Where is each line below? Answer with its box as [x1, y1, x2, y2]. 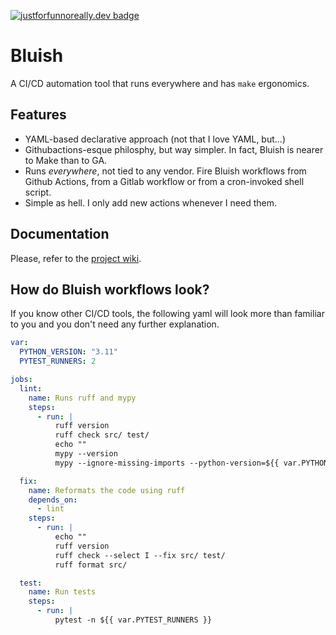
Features [10, 106, 67, 124]
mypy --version [54, 449, 118, 459]
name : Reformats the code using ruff [28, 485, 186, 495]
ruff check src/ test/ [54, 430, 150, 440]
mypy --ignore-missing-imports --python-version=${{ [54, 458, 280, 468]
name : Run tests [28, 587, 97, 597]
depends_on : [28, 495, 78, 505]
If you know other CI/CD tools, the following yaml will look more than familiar [10, 308, 325, 320]
